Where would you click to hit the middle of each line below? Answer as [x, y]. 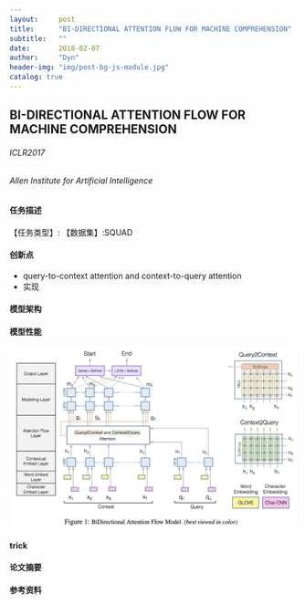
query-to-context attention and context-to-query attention [132, 276]
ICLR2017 [27, 152]
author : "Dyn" [44, 58]
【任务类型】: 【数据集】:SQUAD [71, 232]
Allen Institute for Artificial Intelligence [81, 181]
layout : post [42, 19]
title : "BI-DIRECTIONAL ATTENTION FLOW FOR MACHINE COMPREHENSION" [151, 29]
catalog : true [37, 78]
